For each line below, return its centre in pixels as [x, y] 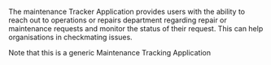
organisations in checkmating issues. [70, 37]
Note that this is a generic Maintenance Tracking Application [110, 53]
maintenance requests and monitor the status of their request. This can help [136, 28]
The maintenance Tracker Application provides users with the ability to [127, 12]
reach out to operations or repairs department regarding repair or [118, 20]
